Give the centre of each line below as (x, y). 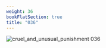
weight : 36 (20, 11)
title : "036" (22, 22)
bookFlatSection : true (34, 17)
